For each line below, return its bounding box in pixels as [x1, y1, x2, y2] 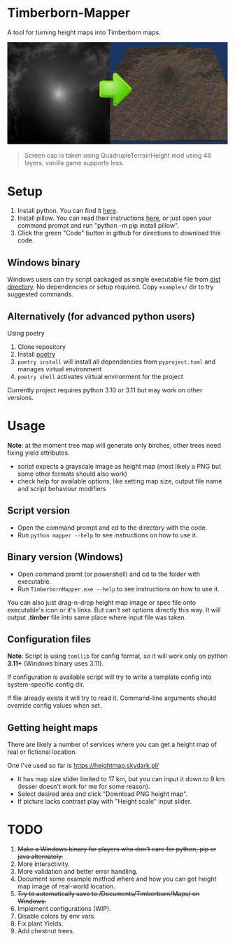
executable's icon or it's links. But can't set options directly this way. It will [7, 605, 221, 614]
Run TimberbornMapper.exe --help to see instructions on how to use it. [17, 584, 220, 593]
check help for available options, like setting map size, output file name [17, 476, 222, 485]
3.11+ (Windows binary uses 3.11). [7, 659, 104, 668]
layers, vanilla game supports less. [24, 159, 124, 167]
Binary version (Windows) [7, 551, 124, 563]
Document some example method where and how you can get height [17, 874, 217, 884]
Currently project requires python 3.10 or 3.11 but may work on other [7, 385, 203, 394]
